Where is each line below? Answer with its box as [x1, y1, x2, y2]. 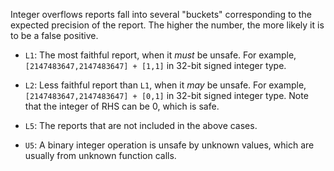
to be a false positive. [10, 30, 99, 41]
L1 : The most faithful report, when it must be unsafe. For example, [24, 49, 297, 61]
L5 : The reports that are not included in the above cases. [24, 120, 258, 131]
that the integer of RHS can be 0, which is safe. [24, 100, 220, 112]
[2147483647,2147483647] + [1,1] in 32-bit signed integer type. [24, 60, 287, 71]
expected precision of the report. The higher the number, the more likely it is [10, 19, 325, 31]
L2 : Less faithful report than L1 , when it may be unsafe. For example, [24, 79, 307, 91]
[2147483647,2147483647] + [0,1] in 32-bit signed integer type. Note [24, 90, 309, 101]
